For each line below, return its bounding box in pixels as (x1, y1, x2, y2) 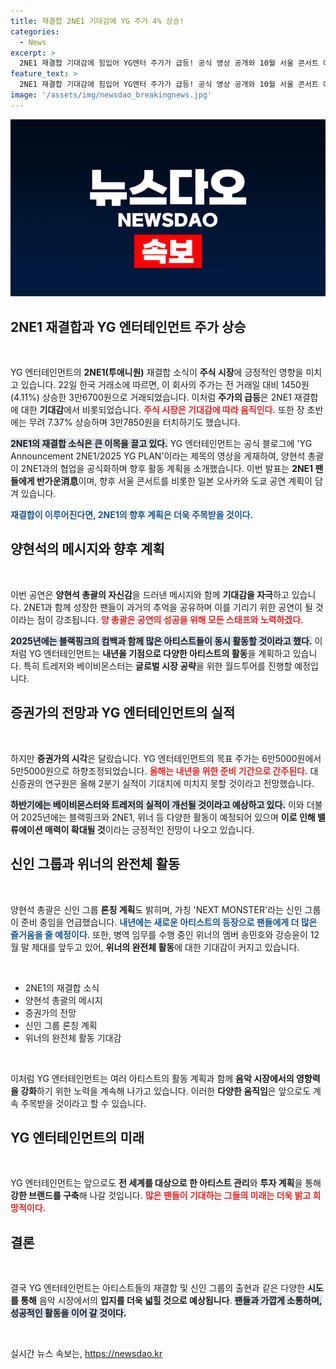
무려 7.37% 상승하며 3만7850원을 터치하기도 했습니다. (28, 416, 241, 429)
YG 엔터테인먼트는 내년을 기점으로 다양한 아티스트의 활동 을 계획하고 (28, 647, 291, 659)
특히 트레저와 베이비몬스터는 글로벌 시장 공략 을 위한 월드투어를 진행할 (23, 660, 293, 672)
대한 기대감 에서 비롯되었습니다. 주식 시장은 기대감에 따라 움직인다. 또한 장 (20, 404, 305, 416)
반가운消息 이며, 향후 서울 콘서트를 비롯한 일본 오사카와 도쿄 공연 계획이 (36, 475, 313, 487)
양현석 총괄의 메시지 (24, 994, 103, 1006)
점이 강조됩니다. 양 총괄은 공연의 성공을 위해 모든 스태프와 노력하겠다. (36, 613, 304, 625)
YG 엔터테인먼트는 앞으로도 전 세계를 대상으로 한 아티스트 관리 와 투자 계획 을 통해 (10, 1177, 322, 1189)
